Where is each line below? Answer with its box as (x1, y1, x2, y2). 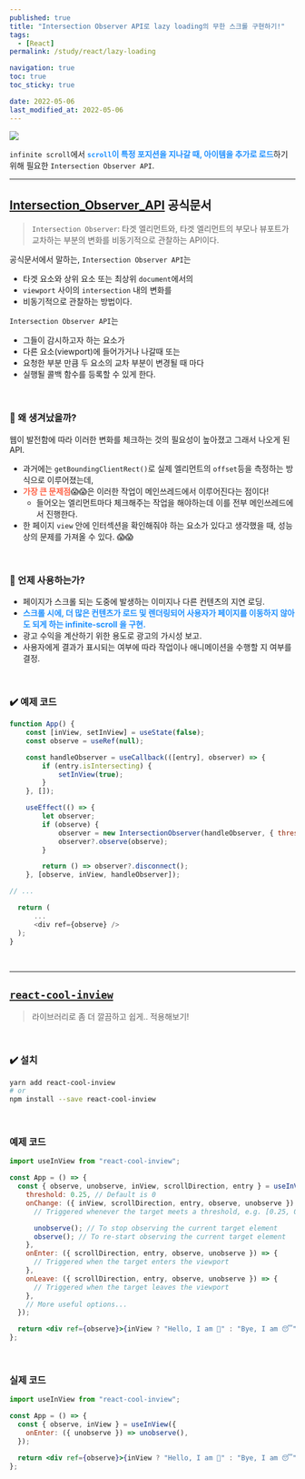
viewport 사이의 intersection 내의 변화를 (22, 285, 172, 296)
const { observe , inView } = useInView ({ (17, 1420, 177, 1429)
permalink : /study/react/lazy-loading (9, 47, 156, 56)
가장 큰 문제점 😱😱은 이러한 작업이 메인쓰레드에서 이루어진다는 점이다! (22, 486, 270, 497)
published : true (9, 13, 71, 23)
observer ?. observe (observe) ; (57, 837, 169, 846)
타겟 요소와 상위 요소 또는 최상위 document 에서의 (22, 274, 193, 285)
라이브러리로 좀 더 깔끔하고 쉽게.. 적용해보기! (31, 1011, 190, 1022)
